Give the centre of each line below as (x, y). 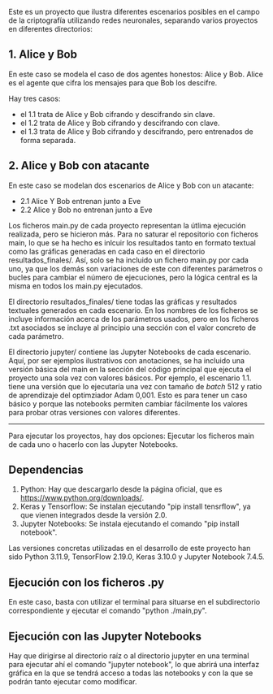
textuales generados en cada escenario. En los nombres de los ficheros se (133, 310)
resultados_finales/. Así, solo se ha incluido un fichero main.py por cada (129, 260)
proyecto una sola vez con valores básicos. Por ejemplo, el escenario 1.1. (130, 378)
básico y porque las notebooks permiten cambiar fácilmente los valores (128, 403)
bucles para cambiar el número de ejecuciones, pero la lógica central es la (133, 277)
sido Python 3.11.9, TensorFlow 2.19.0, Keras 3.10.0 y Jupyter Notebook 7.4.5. (136, 557)
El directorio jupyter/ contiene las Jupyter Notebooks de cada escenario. (130, 352)
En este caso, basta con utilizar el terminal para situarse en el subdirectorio (134, 602)
